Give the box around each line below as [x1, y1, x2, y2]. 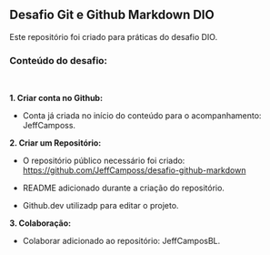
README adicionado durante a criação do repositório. [22, 182, 225, 194]
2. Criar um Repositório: [9, 138, 102, 148]
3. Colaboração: [9, 218, 71, 229]
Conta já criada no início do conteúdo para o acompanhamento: [22, 110, 262, 121]
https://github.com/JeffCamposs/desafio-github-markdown [22, 165, 246, 176]
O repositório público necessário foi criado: [22, 155, 185, 167]
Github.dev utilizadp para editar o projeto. [22, 200, 179, 211]
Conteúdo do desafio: [9, 54, 107, 66]
